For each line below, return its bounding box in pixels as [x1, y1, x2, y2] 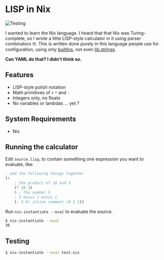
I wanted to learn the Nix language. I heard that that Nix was [5, 30, 130, 36]
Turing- [130, 30, 146, 36]
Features [5, 71, 34, 79]
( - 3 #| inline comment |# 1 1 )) [14, 199, 85, 205]
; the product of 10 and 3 [14, 180, 71, 186]
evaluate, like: [5, 161, 34, 167]
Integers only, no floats [12, 95, 60, 101]
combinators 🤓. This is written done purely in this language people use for [5, 40, 159, 46]
